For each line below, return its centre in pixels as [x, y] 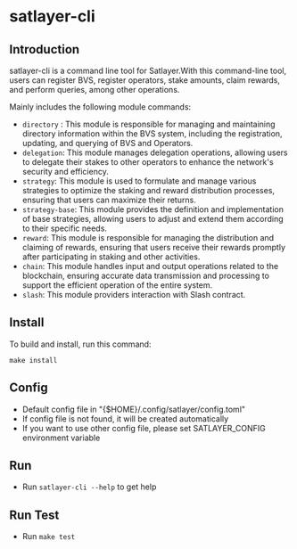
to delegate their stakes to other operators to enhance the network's [148, 162]
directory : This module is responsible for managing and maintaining [148, 124]
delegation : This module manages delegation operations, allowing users [155, 152]
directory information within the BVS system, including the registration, [152, 134]
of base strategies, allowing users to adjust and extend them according [153, 219]
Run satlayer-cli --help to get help [89, 487]
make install [33, 360]
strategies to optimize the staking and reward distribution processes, [148, 190]
